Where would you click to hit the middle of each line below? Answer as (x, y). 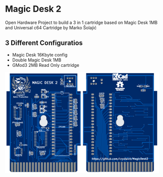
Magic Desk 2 (33, 9)
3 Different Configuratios (44, 43)
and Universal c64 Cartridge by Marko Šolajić (51, 27)
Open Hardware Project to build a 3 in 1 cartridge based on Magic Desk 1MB (81, 22)
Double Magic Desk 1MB (37, 60)
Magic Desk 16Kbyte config (40, 55)
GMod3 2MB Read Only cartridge (46, 65)
